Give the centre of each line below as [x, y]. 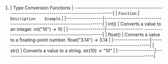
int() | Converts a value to [134, 24]
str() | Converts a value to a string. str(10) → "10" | [63, 51]
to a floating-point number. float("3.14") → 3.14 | [60, 40]
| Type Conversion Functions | [42, 8]
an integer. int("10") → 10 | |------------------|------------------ [77, 29]
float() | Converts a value [134, 35]
